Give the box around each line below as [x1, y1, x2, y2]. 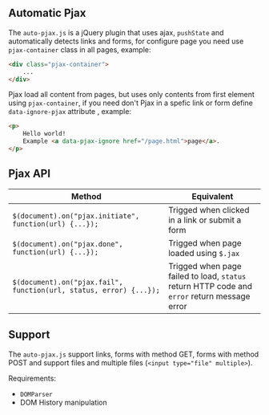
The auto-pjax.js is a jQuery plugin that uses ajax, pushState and [8, 27, 224, 37]
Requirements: [8, 373, 56, 383]
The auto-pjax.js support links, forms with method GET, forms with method [8, 349, 259, 359]
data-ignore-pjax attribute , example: [8, 107, 132, 116]
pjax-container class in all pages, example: [8, 44, 151, 55]
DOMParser [19, 390, 54, 398]
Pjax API [8, 167, 50, 181]
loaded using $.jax [167, 247, 240, 258]
